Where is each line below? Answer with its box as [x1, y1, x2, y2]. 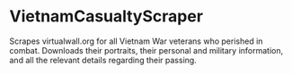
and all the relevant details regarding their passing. [9, 54, 198, 65]
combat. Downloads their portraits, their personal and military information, [9, 45, 284, 55]
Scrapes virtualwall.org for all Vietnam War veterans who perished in [9, 36, 263, 46]
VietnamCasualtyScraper [9, 6, 204, 27]
